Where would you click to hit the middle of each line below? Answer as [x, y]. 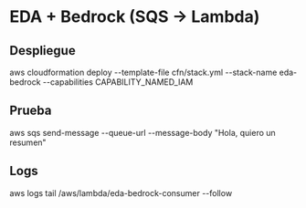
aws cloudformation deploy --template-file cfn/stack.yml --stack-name [143, 72]
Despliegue [42, 51]
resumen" [28, 142]
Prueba [31, 111]
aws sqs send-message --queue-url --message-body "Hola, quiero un [142, 132]
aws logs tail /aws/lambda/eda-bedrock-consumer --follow [121, 192]
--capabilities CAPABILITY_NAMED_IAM [118, 82]
